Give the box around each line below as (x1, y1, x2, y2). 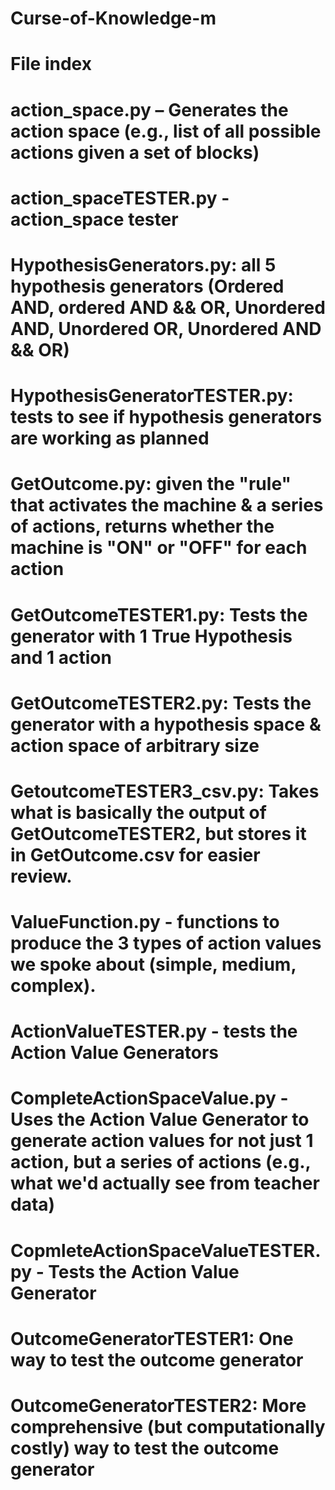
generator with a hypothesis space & (10, 713, 322, 736)
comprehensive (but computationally (10, 1416, 326, 1438)
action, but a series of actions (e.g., (10, 1151, 312, 1174)
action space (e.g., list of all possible (10, 120, 322, 142)
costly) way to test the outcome (10, 1437, 280, 1459)
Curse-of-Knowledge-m (10, 7, 217, 30)
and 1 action (10, 646, 112, 669)
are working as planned (10, 427, 210, 450)
